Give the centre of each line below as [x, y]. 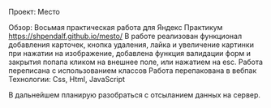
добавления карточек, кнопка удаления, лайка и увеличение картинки [131, 45]
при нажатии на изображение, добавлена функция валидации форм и [130, 53]
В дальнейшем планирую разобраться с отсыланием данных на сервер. [135, 95]
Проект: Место [34, 12]
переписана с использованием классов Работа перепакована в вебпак [133, 71]
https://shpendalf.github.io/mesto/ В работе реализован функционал [125, 36]
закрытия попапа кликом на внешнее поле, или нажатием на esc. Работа [136, 62]
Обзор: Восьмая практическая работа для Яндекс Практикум [116, 27]
